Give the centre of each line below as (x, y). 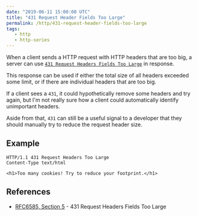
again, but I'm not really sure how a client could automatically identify (93, 100)
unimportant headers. (33, 106)
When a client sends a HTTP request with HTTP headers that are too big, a (99, 57)
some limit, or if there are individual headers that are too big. (81, 82)
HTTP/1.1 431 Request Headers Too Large (58, 157)
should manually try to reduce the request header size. (75, 124)
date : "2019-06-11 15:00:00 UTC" (48, 12)
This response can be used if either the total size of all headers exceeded (97, 75)
